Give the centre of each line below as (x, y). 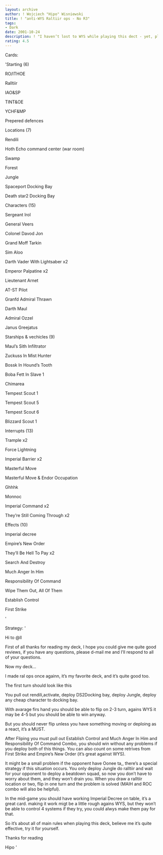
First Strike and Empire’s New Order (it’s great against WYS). (65, 754)
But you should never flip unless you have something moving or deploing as (81, 724)
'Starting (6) (17, 64)
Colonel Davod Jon (24, 233)
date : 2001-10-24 (23, 32)
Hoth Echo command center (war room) (45, 149)
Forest (11, 167)
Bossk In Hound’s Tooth (29, 365)
